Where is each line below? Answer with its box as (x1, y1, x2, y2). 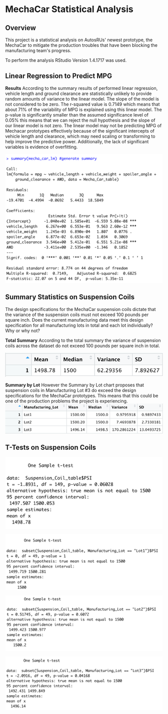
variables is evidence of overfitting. (5, 144, 78, 150)
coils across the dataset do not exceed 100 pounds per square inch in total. (5, 343, 160, 349)
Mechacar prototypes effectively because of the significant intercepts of (5, 128, 155, 134)
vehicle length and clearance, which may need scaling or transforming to (5, 133, 155, 139)
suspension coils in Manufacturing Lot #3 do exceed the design (5, 387, 136, 393)
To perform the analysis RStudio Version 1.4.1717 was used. (5, 57, 127, 63)
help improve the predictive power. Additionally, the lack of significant (5, 138, 149, 144)
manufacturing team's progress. (5, 48, 71, 53)
